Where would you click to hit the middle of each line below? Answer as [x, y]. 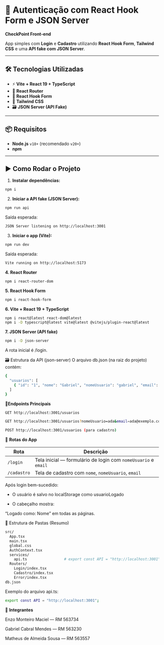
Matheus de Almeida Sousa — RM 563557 [48, 638]
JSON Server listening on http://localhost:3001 [55, 226]
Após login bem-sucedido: [32, 485]
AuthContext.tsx [26, 550]
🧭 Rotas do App [21, 440]
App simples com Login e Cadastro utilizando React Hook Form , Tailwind [80, 43]
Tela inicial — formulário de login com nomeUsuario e [94, 460]
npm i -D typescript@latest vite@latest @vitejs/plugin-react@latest [77, 322]
